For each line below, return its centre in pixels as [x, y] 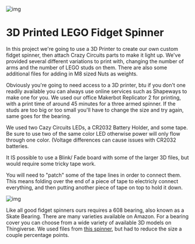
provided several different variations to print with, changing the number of [95, 61]
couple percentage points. [38, 235]
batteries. [18, 146]
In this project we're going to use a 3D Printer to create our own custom [92, 49]
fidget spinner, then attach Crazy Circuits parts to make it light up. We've [93, 55]
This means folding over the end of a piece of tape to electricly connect [92, 181]
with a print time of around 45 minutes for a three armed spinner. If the [91, 104]
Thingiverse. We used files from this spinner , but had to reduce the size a [94, 229]
